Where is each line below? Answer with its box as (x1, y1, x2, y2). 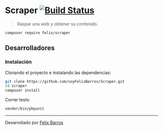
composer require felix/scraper (5, 30, 70, 35)
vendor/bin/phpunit (5, 106, 45, 111)
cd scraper (5, 83, 27, 89)
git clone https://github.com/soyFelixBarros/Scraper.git (5, 79, 125, 84)
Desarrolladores (5, 44, 55, 52)
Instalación (5, 58, 32, 65)
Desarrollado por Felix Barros (5, 120, 64, 125)
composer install (5, 88, 40, 93)
